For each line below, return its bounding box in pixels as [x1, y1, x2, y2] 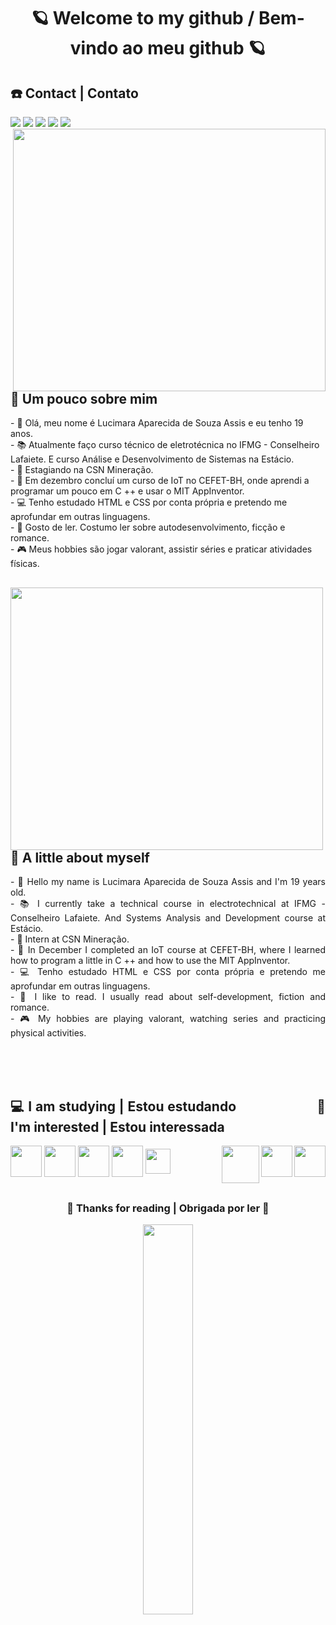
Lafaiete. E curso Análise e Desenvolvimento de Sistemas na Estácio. [10, 453, 295, 465]
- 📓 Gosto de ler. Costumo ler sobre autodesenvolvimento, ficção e [10, 521, 286, 534]
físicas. [10, 558, 40, 570]
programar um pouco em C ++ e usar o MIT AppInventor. [10, 485, 245, 497]
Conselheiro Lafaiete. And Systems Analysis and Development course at [10, 912, 326, 924]
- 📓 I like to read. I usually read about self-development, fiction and [10, 991, 326, 1003]
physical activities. [10, 1027, 87, 1039]
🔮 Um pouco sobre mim [10, 391, 158, 407]
